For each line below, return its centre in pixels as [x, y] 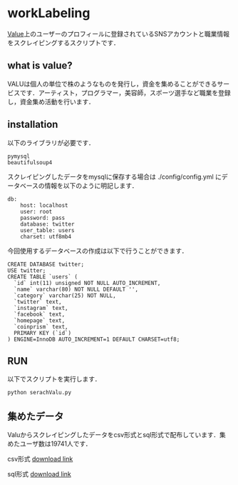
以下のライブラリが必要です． [51, 142]
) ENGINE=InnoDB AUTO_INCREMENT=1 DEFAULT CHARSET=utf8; [94, 339]
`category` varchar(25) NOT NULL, [65, 295]
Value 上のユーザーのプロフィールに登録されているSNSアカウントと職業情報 [119, 34]
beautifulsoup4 [30, 162]
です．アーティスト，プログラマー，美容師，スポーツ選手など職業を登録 [125, 92]
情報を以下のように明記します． [91, 185]
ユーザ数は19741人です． [56, 444]
